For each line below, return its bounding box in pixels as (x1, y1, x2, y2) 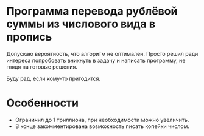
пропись (6, 30, 52, 44)
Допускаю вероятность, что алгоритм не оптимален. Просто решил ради (6, 50, 199, 57)
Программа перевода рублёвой (6, 4, 178, 18)
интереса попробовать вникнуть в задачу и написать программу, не (6, 56, 186, 64)
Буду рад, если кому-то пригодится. (6, 75, 101, 82)
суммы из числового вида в (6, 17, 156, 31)
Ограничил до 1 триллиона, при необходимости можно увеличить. (15, 116, 189, 123)
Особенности (6, 96, 79, 110)
